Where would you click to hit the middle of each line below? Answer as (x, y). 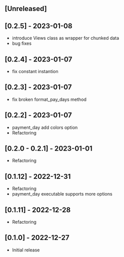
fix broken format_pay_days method (49, 99)
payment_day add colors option (45, 127)
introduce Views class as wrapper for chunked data (66, 38)
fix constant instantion (35, 72)
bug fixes (22, 43)
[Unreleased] (26, 9)
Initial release (26, 250)
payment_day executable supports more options (62, 194)
